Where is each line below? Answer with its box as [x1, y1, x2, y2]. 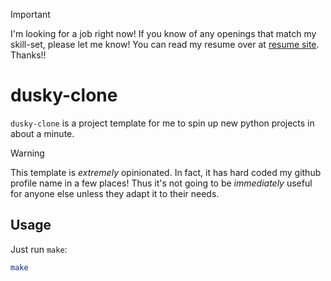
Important [10, 9, 51, 20]
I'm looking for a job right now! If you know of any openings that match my [10, 28, 317, 39]
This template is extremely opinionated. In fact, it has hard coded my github [10, 166, 322, 178]
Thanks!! [10, 49, 47, 61]
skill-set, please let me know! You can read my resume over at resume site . [10, 39, 320, 50]
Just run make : [10, 243, 68, 255]
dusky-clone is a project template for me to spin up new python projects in [10, 117, 315, 129]
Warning [10, 147, 45, 159]
